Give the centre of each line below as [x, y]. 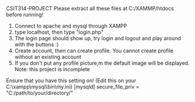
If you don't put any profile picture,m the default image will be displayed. [102, 63]
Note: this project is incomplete [52, 69]
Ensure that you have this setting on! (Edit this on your [71, 80]
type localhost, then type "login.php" [59, 32]
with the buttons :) [37, 44]
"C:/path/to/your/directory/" [40, 93]
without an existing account [48, 57]
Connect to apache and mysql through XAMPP [71, 26]
